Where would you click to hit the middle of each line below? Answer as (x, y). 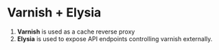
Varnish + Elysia (54, 13)
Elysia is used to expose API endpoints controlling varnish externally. (115, 38)
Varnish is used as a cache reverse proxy (76, 32)
